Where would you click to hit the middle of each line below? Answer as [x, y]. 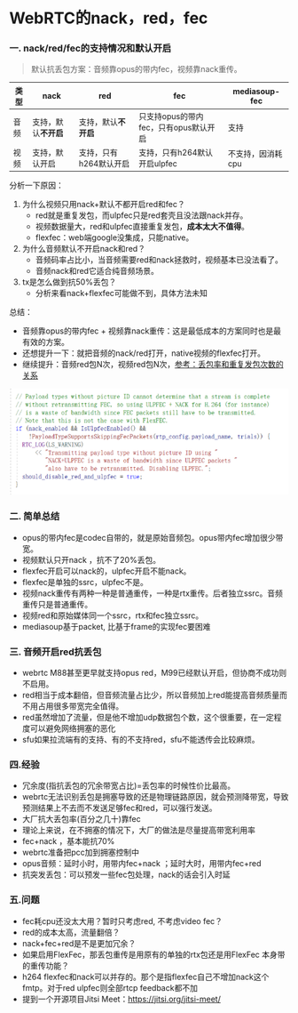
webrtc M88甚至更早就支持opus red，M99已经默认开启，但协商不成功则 [154, 673]
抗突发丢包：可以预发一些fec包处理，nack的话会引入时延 [126, 875]
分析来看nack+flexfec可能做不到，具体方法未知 [122, 293]
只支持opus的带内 [171, 117]
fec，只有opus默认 [173, 128]
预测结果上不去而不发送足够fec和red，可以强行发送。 [119, 808]
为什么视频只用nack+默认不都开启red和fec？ [103, 204]
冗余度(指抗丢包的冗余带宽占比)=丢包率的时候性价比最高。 [129, 786]
